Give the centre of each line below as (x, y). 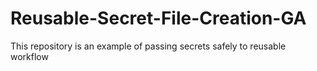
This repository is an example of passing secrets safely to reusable (148, 46)
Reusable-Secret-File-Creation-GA (158, 18)
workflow (29, 56)
